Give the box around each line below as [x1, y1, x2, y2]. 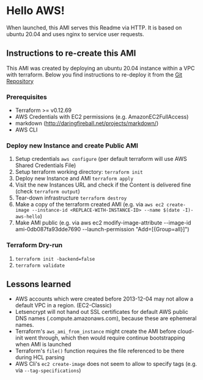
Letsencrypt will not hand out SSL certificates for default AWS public [15, 308, 188, 316]
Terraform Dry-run [6, 241, 63, 250]
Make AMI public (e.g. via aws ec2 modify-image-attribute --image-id [15, 219, 191, 226]
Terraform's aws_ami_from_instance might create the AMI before [15, 328, 177, 335]
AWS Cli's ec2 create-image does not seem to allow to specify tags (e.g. [15, 360, 197, 368]
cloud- [177, 328, 194, 335]
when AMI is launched [15, 341, 72, 348]
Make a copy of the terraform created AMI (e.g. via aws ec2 [15, 201, 164, 208]
